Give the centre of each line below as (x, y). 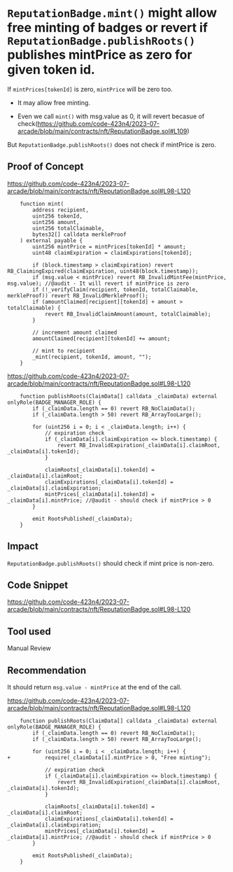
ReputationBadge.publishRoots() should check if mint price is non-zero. (111, 563)
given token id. (51, 70)
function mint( (42, 204)
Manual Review (29, 648)
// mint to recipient (64, 351)
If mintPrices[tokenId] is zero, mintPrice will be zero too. (90, 89)
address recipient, (61, 210)
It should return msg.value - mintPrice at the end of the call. (94, 687)
